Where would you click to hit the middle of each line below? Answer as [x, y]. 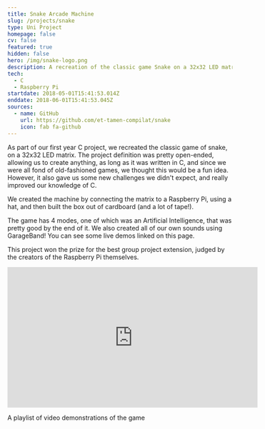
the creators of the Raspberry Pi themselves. [73, 257]
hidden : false [29, 54]
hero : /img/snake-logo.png [47, 61]
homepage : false [31, 34]
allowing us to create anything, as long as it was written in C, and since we [117, 162]
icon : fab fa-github [51, 127]
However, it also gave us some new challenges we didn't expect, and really [118, 177]
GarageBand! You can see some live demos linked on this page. [101, 236]
